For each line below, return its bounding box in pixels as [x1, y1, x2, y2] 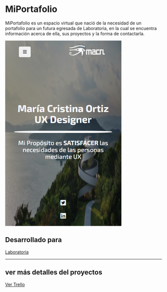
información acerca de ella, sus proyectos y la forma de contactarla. [5, 30, 145, 36]
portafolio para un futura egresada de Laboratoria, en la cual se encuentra [5, 25, 157, 31]
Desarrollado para [5, 236, 62, 244]
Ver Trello [5, 281, 25, 288]
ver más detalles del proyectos [5, 268, 103, 277]
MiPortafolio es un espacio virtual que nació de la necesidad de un [5, 20, 142, 26]
